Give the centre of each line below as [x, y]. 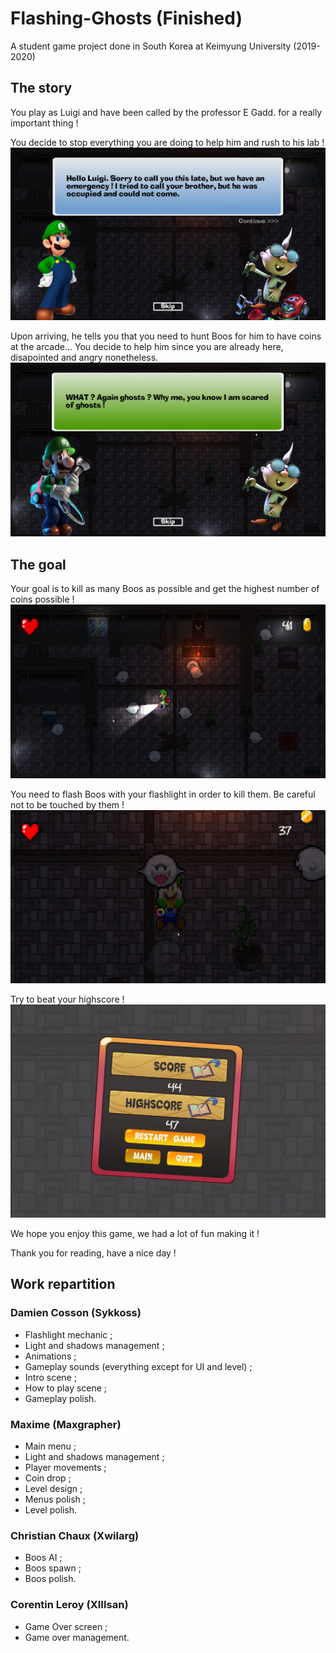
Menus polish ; [55, 1499]
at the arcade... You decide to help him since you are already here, [147, 347]
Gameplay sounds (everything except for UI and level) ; [138, 1366]
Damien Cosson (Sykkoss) [76, 1313]
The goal [38, 564]
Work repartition [63, 1284]
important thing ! [44, 123]
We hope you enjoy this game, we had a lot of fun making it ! [135, 1234]
